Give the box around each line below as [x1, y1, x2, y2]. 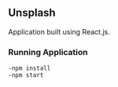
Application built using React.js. [8, 27, 110, 36]
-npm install [8, 64, 51, 73]
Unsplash [8, 6, 57, 20]
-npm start [8, 71, 44, 79]
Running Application [8, 46, 88, 57]
